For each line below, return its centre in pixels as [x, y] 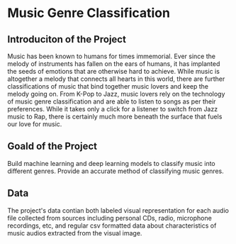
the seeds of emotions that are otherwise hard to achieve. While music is [113, 71]
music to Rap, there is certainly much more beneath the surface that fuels [115, 116]
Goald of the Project [52, 146]
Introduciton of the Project [67, 39]
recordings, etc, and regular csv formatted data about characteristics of [112, 226]
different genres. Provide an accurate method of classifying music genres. [116, 171]
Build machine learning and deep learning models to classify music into [111, 163]
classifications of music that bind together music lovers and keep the [108, 86]
